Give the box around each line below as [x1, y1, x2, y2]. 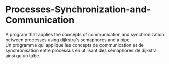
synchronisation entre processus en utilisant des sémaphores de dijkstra [5, 47, 157, 53]
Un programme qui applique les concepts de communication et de [5, 42, 144, 48]
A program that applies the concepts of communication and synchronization [5, 31, 164, 37]
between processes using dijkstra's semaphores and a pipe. [5, 37, 131, 43]
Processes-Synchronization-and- [5, 4, 151, 15]
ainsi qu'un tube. [5, 52, 41, 59]
